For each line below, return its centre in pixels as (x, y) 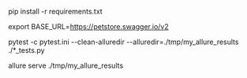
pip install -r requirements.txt (55, 11)
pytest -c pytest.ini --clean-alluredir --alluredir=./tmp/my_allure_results (123, 42)
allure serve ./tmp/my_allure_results (66, 65)
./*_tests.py (26, 50)
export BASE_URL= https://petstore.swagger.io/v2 (88, 26)
